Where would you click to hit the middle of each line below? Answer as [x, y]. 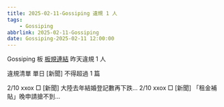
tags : [15, 20]
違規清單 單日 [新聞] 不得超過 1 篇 [54, 74]
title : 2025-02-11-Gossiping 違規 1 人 [62, 13]
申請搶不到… [43, 97]
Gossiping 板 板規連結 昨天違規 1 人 [57, 59]
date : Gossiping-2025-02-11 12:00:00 [61, 39]
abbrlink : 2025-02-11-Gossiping [53, 32]
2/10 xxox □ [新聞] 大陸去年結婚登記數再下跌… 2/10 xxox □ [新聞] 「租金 [109, 88]
